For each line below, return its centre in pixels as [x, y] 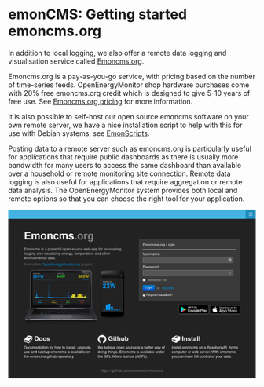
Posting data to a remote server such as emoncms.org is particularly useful [130, 148]
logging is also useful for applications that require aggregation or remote [125, 181]
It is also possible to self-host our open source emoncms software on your [128, 116]
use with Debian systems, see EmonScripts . [79, 133]
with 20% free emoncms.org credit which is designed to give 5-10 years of [129, 93]
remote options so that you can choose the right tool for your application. [126, 199]
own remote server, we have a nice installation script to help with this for [125, 125]
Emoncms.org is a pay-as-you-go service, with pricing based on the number [132, 76]
